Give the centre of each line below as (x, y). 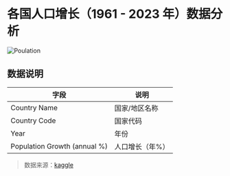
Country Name (34, 108)
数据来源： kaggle (49, 164)
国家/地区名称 (136, 108)
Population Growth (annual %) (59, 146)
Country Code (33, 121)
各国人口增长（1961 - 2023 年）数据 (109, 14)
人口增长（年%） (142, 147)
